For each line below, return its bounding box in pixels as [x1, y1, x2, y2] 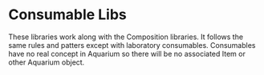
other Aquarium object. [8, 57, 85, 67]
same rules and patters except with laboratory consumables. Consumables [8, 40, 256, 49]
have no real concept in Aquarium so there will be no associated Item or [8, 49, 246, 58]
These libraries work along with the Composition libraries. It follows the [8, 32, 243, 41]
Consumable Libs [8, 6, 127, 24]
